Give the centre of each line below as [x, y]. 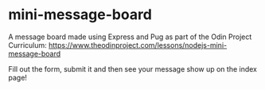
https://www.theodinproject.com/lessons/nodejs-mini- [138, 45]
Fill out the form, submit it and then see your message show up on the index [132, 68]
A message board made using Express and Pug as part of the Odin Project [130, 37]
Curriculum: [28, 45]
